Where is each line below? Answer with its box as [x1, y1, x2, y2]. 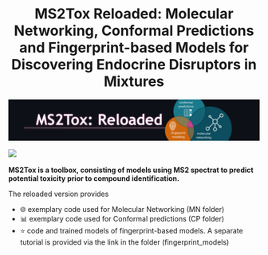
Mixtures [103, 73, 165, 91]
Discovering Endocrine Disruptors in [11, 56, 257, 74]
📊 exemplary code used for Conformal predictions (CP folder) [19, 214, 225, 223]
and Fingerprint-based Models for [19, 39, 249, 57]
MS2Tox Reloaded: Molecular [34, 5, 234, 23]
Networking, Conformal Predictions [14, 22, 254, 40]
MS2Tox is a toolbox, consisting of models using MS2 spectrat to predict [8, 165, 254, 175]
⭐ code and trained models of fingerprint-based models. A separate [19, 226, 243, 235]
